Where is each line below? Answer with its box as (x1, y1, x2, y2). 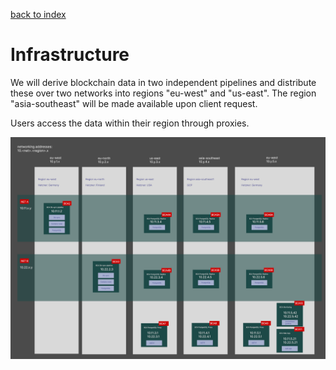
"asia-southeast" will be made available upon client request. (10, 97, 258, 109)
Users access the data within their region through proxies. (10, 117, 250, 129)
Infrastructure (10, 44, 130, 66)
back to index (10, 9, 67, 20)
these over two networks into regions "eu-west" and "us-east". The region (10, 87, 317, 99)
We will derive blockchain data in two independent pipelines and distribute (10, 76, 317, 88)
